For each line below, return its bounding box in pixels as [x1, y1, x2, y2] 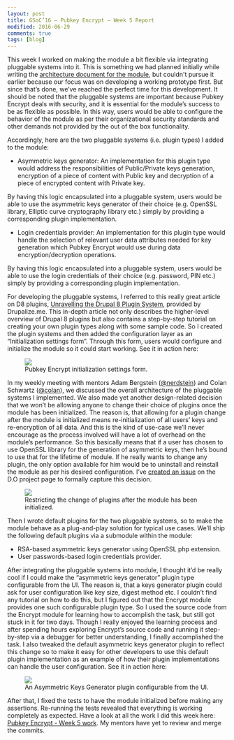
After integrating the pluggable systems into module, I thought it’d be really [7, 566, 222, 574]
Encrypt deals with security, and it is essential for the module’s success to [7, 100, 220, 108]
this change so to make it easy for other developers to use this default [7, 648, 209, 656]
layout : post [7, 10, 45, 17]
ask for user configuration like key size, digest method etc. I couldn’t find [7, 588, 217, 597]
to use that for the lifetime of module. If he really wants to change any [7, 453, 207, 461]
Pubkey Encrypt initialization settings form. [24, 365, 148, 374]
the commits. [7, 726, 45, 734]
